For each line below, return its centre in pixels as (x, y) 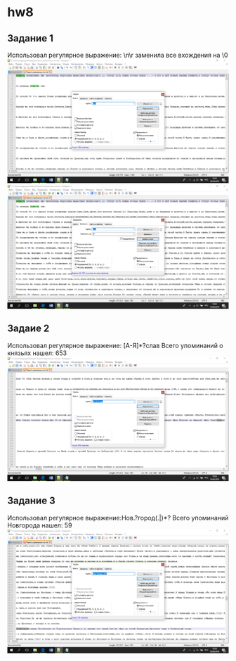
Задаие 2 (28, 329)
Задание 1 (31, 38)
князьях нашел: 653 (37, 353)
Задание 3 (31, 501)
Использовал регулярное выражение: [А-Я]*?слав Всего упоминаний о (115, 345)
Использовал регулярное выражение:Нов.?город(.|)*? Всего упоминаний (118, 518)
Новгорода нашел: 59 (40, 525)
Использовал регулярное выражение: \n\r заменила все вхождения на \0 (118, 55)
